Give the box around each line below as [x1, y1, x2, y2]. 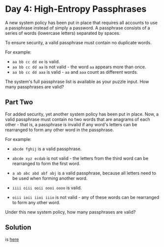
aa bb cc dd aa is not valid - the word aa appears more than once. [12, 64, 146, 70]
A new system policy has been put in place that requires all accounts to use [5, 20, 158, 26]
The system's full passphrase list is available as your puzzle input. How [5, 79, 149, 84]
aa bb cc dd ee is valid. [12, 58, 60, 64]
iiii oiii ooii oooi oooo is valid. [12, 185, 82, 191]
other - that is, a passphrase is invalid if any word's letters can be [5, 121, 137, 127]
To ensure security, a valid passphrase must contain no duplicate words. [5, 39, 152, 45]
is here [5, 236, 19, 242]
